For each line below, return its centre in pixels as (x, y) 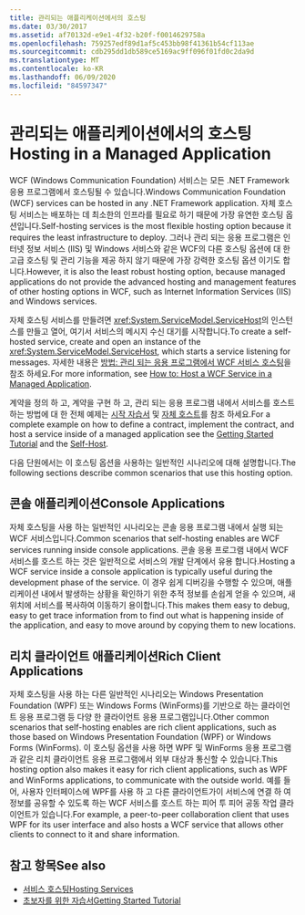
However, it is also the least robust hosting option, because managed (156, 271)
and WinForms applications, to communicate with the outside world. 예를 (146, 780)
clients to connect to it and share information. (95, 835)
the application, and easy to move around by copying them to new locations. (152, 625)
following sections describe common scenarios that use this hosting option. (151, 473)
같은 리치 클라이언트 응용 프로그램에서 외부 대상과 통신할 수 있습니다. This (148, 759)
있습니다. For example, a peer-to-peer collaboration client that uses (165, 815)
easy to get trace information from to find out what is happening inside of (147, 616)
